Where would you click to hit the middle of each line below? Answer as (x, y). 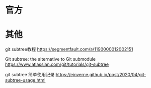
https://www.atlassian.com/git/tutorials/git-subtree (57, 64)
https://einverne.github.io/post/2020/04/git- (101, 75)
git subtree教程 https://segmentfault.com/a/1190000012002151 (69, 49)
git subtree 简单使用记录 (30, 75)
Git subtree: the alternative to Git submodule (50, 59)
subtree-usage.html (25, 80)
